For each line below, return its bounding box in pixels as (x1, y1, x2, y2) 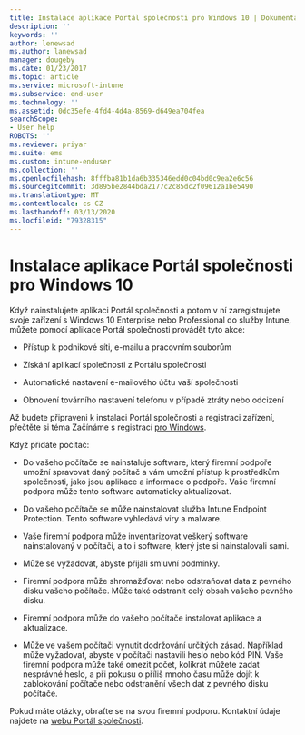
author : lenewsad (9, 38, 75, 48)
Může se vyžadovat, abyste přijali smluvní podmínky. (22, 558, 221, 569)
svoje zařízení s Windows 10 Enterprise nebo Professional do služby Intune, (9, 314, 292, 325)
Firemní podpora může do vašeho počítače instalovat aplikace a (22, 612, 261, 623)
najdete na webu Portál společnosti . (9, 715, 143, 726)
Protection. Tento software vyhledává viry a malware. (22, 512, 222, 523)
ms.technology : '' (9, 97, 79, 107)
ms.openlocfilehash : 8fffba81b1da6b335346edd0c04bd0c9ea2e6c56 (9, 174, 254, 183)
